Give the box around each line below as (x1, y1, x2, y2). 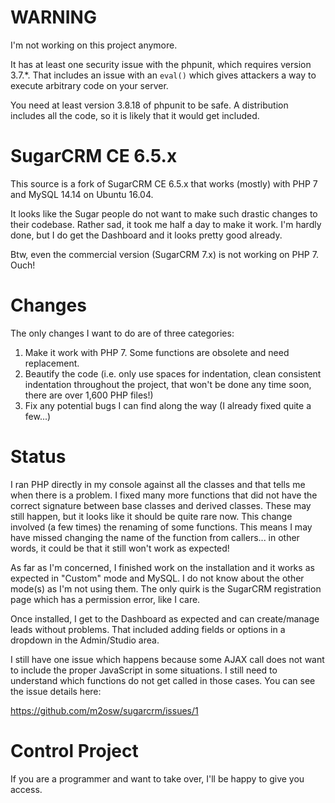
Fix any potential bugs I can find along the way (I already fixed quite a (24, 399, 312, 411)
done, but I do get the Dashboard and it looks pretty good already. (10, 229, 283, 241)
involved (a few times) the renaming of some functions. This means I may (10, 521, 313, 533)
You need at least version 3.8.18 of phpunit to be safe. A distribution (10, 99, 289, 111)
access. (10, 783, 43, 795)
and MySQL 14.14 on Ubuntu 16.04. (10, 188, 154, 200)
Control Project (10, 739, 139, 762)
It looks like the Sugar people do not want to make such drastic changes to (10, 207, 318, 220)
